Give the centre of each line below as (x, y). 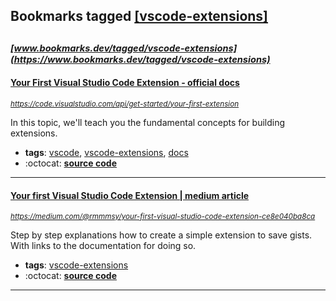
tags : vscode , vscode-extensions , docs (106, 152)
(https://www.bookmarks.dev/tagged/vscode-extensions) (140, 59)
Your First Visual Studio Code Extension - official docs (125, 83)
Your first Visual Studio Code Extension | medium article (130, 195)
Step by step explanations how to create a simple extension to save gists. (161, 235)
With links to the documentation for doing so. (103, 246)
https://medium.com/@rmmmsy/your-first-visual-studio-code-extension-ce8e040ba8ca (163, 217)
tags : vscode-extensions (76, 265)
